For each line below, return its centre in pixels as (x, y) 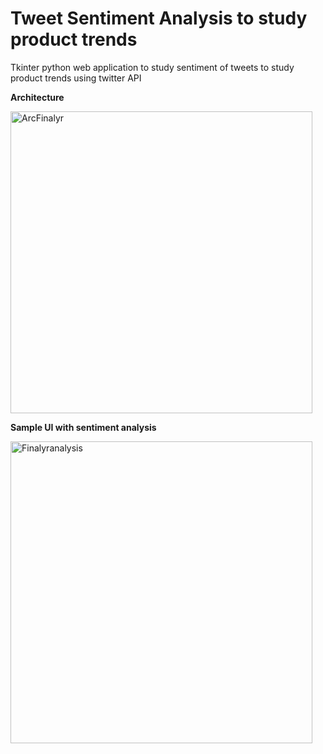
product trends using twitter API (76, 78)
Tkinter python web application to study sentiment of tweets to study (152, 67)
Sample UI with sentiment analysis (83, 427)
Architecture (37, 97)
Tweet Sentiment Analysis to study (159, 18)
